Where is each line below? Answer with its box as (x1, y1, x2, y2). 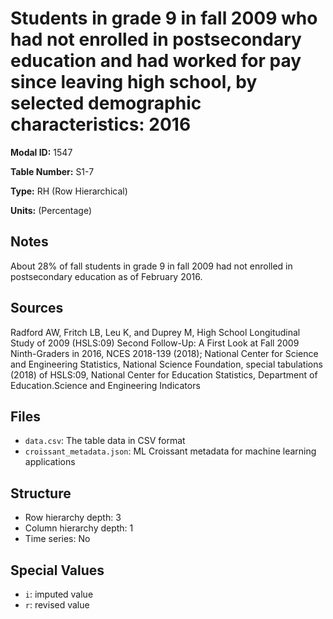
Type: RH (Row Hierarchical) (10, 185, 128, 197)
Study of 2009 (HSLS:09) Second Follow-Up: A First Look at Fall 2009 (10, 337, 300, 349)
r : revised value (24, 599, 90, 611)
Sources (10, 300, 64, 317)
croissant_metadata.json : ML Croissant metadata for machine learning (24, 445, 317, 457)
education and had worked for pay (10, 50, 302, 72)
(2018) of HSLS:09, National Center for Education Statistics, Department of (10, 368, 318, 381)
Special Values (10, 562, 105, 579)
